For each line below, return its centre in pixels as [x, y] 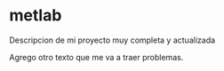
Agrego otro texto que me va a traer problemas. [96, 57]
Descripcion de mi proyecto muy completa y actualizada [112, 40]
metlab [36, 16]
